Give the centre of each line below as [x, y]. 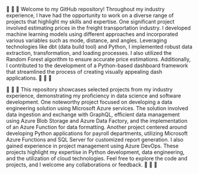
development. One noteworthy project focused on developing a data [89, 102]
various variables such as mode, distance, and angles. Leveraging [87, 40]
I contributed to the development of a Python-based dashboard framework [97, 65]
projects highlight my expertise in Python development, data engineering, [95, 152]
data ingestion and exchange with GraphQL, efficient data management [93, 114]
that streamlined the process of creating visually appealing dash [84, 72]
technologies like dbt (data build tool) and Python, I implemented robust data [99, 47]
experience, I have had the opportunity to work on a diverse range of [90, 15]
